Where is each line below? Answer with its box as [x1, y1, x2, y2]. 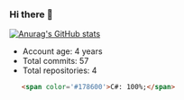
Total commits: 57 [22, 56, 89, 67]
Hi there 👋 [9, 8, 54, 21]
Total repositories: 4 [22, 65, 97, 76]
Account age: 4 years [22, 46, 103, 57]
